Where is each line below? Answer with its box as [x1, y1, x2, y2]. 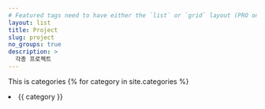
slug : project [8, 33, 55, 42]
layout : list [8, 19, 51, 27]
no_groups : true [8, 41, 62, 49]
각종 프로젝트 [15, 56, 52, 64]
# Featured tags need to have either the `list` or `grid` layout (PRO [8, 11, 248, 20]
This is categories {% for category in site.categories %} [8, 76, 189, 86]
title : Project [8, 26, 58, 34]
